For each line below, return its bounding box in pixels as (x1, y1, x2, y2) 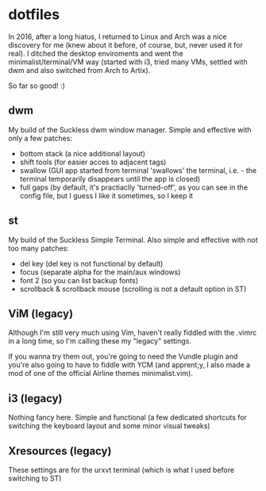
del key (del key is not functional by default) (19, 259, 164, 268)
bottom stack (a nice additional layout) (19, 148, 145, 158)
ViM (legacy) (8, 307, 74, 320)
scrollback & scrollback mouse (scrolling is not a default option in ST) (19, 284, 247, 293)
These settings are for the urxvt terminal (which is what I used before (8, 466, 235, 474)
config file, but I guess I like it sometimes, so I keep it (19, 190, 193, 200)
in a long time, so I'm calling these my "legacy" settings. (8, 336, 192, 346)
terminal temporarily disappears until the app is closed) (19, 174, 201, 183)
